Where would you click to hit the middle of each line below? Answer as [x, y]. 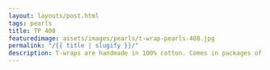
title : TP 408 [32, 31]
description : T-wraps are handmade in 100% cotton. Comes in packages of [135, 53]
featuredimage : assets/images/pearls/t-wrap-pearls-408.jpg [112, 38]
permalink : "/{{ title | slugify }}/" [74, 46]
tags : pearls [30, 23]
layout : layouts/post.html [54, 16]
